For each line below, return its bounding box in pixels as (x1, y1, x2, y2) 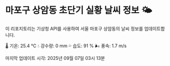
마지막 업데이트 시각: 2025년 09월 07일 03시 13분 (5, 55, 105, 61)
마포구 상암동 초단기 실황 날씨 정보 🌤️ (5, 5, 152, 16)
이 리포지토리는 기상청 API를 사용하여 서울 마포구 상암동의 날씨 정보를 (5, 25, 143, 31)
